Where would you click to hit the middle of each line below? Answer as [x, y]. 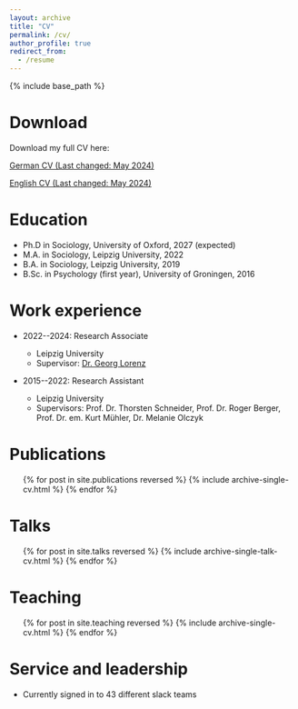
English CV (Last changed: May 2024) [80, 183]
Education [49, 220]
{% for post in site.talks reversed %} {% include [112, 551]
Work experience [76, 311]
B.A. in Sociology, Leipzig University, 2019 [101, 264]
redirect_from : [38, 52]
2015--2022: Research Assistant [83, 380]
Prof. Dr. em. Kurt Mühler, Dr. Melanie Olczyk [120, 417]
